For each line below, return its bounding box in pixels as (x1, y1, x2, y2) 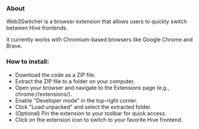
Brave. (6, 42, 22, 49)
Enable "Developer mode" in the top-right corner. (14, 96, 137, 104)
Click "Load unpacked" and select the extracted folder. (14, 103, 152, 110)
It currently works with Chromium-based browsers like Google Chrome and (6, 36, 193, 43)
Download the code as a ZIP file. (14, 71, 96, 78)
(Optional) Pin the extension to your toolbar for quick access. (14, 110, 167, 117)
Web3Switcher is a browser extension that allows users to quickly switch (6, 18, 188, 25)
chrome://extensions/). (14, 90, 72, 98)
